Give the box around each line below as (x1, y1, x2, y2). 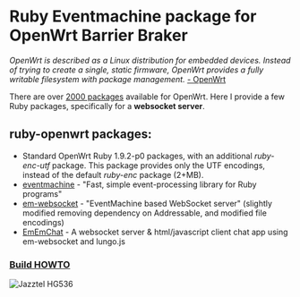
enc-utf (21, 159, 51, 171)
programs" (21, 188, 63, 199)
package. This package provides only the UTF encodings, (52, 159, 266, 171)
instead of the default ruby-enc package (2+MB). (21, 169, 204, 180)
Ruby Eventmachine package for (9, 6, 257, 27)
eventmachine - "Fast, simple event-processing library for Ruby (21, 179, 257, 190)
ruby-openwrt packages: (9, 127, 152, 142)
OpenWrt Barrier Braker (9, 25, 188, 46)
